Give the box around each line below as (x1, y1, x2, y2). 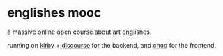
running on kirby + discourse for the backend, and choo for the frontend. (7, 41, 217, 49)
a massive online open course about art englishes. (7, 28, 152, 36)
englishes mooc (7, 5, 102, 21)
